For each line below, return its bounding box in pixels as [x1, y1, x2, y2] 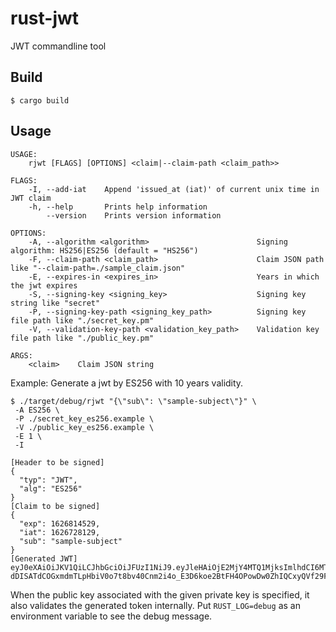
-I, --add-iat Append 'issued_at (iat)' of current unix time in [28, 184, 320, 194]
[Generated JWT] [10, 553, 78, 564]
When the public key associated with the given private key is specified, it [10, 588, 310, 601]
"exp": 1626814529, [19, 518, 101, 529]
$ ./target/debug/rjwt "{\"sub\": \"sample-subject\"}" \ [10, 396, 257, 406]
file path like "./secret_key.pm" [10, 315, 155, 326]
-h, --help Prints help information [28, 202, 208, 212]
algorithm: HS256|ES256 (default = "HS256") [10, 245, 199, 256]
